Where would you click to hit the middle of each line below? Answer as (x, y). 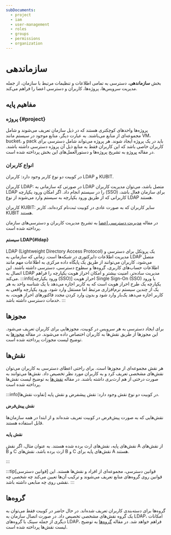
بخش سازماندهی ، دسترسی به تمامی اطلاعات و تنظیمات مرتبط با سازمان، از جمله (83, 83)
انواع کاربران (20, 166)
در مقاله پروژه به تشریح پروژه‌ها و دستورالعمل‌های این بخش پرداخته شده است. (80, 152)
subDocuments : (21, 10)
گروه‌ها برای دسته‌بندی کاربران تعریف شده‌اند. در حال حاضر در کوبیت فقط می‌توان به (86, 510)
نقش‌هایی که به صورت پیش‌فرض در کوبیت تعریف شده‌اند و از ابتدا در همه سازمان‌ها (85, 417)
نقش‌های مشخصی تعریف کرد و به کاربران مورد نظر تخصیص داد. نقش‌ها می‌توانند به (85, 373)
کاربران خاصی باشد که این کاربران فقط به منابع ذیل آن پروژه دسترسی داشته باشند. (85, 147)
